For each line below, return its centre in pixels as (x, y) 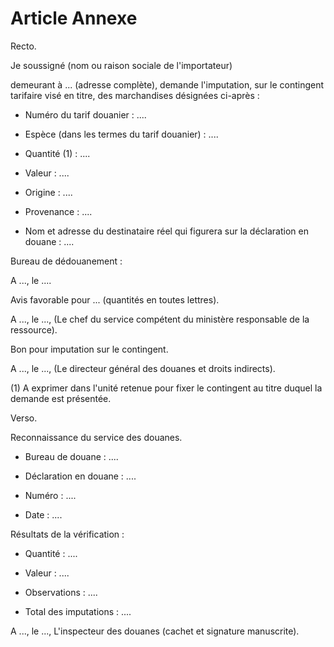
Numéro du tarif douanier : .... (85, 114)
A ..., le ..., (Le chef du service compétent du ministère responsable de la (160, 319)
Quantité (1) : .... (57, 153)
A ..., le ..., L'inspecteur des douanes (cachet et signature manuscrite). (155, 631)
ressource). (34, 329)
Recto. (23, 46)
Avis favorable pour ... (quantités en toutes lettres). (115, 299)
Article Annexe (74, 18)
